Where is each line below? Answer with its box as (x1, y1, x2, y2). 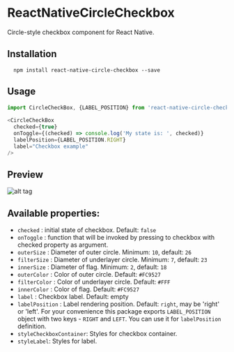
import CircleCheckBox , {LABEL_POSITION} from (7, 104, 145, 111)
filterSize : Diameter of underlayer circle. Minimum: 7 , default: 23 (17, 256, 208, 264)
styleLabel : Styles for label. (17, 337, 97, 346)
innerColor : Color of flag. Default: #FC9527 (17, 285, 140, 293)
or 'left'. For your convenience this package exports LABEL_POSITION (17, 307, 211, 316)
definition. (17, 322, 47, 330)
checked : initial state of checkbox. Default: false (17, 226, 157, 234)
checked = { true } (13, 123, 58, 130)
